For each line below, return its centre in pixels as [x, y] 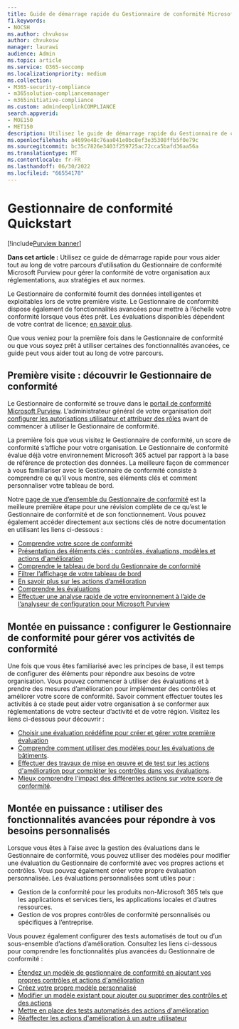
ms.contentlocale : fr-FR [44, 160]
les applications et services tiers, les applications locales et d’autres [117, 900]
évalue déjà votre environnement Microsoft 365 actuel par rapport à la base [118, 455]
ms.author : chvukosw [38, 34]
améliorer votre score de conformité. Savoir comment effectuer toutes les [115, 697]
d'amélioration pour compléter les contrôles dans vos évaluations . [114, 771]
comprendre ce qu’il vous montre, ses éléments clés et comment [102, 478]
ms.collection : [30, 80]
